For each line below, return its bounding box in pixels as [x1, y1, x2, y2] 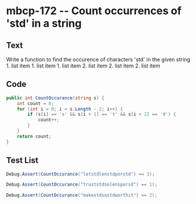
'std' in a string [6, 17, 82, 30]
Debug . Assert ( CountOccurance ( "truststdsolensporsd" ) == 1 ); [6, 182, 158, 187]
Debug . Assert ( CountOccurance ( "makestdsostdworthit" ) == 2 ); [6, 192, 158, 199]
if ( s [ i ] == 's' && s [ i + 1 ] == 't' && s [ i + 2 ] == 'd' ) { [27, 111, 176, 118]
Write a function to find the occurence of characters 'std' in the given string [6, 56, 191, 63]
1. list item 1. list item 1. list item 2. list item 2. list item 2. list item [6, 62, 160, 69]
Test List [6, 156, 38, 166]
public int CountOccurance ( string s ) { [6, 95, 105, 101]
